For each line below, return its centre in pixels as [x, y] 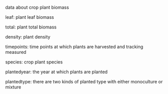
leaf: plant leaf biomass [30, 17]
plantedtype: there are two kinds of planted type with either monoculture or [84, 82]
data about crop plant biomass [37, 7]
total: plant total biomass [31, 27]
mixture [13, 87]
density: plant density [28, 37]
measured [16, 52]
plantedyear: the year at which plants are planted [57, 72]
